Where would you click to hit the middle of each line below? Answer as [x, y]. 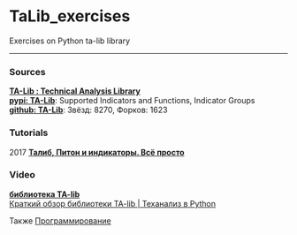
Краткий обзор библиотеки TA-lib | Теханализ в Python [113, 203]
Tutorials [29, 133]
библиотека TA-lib [45, 194]
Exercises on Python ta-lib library [70, 41]
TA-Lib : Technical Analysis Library [75, 91]
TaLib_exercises [70, 16]
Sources [27, 72]
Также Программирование [61, 220]
